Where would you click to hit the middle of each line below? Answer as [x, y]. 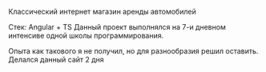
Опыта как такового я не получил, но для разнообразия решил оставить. [133, 51]
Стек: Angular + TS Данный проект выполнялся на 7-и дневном [117, 27]
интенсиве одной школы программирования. [86, 36]
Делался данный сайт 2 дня [56, 60]
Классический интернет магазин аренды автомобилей [102, 12]
